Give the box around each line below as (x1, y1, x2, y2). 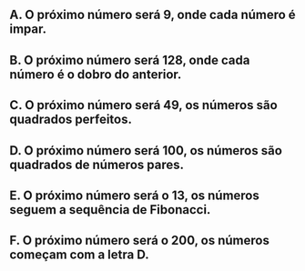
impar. (9, 22, 47, 37)
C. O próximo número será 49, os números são (9, 97, 278, 113)
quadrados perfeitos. (9, 112, 133, 127)
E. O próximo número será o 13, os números (9, 187, 259, 203)
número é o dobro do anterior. (9, 66, 182, 82)
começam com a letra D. (9, 247, 149, 263)
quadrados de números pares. (9, 156, 185, 172)
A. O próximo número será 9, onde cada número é (9, 7, 296, 23)
